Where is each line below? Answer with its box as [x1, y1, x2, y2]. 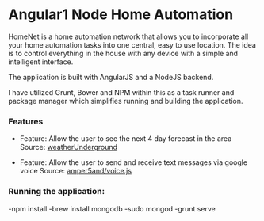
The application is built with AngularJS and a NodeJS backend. [8, 72, 214, 82]
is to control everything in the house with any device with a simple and [8, 48, 239, 58]
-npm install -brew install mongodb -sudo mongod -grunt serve [8, 204, 216, 213]
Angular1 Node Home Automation [8, 6, 234, 24]
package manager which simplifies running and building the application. [8, 96, 243, 105]
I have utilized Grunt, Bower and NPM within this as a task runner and [8, 87, 235, 97]
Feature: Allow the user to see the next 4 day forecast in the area [19, 134, 232, 143]
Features [8, 116, 44, 127]
